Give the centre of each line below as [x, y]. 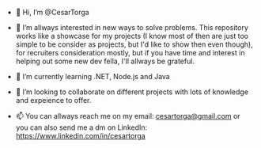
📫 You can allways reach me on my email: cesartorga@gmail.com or [128, 116]
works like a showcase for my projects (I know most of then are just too [132, 36]
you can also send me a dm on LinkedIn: [81, 127]
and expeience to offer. [53, 100]
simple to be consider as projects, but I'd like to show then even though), [134, 44]
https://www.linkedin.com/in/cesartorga [81, 136]
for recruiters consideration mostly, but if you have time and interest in [130, 53]
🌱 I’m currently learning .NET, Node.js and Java [93, 76]
